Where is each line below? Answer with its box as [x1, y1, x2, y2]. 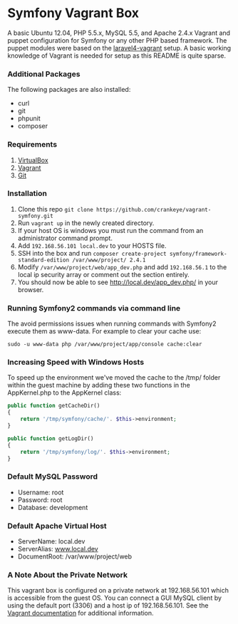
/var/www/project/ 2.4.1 [72, 256, 146, 264]
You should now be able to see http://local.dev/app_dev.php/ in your [17, 278, 219, 286]
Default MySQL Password [7, 472, 98, 482]
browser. [17, 285, 44, 293]
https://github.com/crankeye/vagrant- [95, 206, 212, 213]
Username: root [17, 488, 64, 496]
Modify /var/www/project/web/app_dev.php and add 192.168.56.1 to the [17, 262, 227, 271]
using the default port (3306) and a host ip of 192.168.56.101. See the [7, 601, 209, 610]
